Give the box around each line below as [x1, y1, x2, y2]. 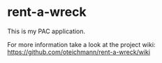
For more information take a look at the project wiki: [7, 40, 156, 48]
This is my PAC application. [7, 27, 86, 35]
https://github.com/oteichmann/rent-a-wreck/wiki [7, 48, 151, 56]
